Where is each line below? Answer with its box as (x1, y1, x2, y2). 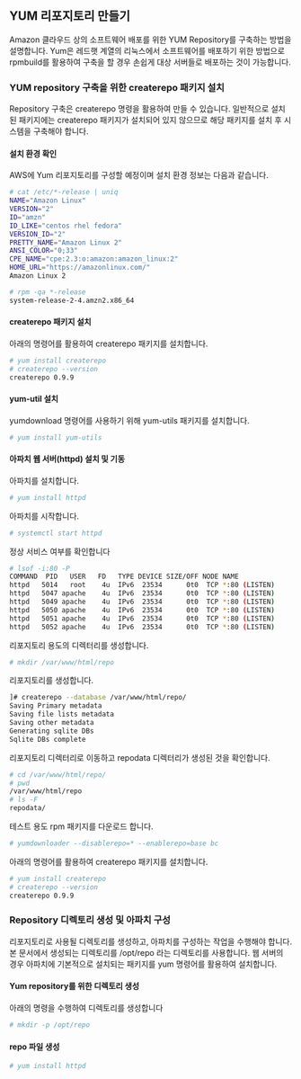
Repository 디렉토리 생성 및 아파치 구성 (9, 914, 171, 926)
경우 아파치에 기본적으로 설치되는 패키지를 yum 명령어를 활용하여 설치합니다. (9, 959, 278, 969)
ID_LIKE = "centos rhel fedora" (9, 221, 123, 230)
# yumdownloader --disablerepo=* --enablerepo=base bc (9, 839, 219, 848)
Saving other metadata (9, 718, 94, 727)
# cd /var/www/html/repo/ (9, 770, 106, 780)
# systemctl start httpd (9, 529, 102, 538)
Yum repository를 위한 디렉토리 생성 (9, 981, 140, 992)
